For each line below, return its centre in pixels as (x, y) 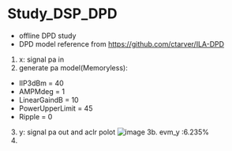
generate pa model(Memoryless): (73, 67)
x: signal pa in (41, 59)
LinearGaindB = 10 (49, 100)
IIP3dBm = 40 (41, 83)
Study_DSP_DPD (62, 14)
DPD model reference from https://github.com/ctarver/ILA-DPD (122, 43)
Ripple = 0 (36, 116)
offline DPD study (47, 36)
